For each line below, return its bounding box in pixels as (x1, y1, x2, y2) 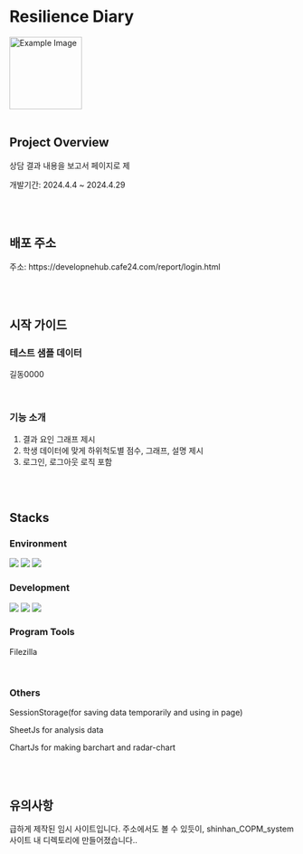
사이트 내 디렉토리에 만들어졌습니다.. (9, 834, 137, 845)
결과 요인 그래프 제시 (22, 433, 96, 444)
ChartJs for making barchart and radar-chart (9, 742, 176, 753)
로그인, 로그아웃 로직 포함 (22, 456, 113, 467)
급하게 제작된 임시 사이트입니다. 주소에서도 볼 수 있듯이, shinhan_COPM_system (9, 823, 294, 834)
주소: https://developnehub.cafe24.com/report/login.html (9, 261, 221, 272)
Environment (9, 536, 68, 549)
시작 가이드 (9, 317, 68, 332)
